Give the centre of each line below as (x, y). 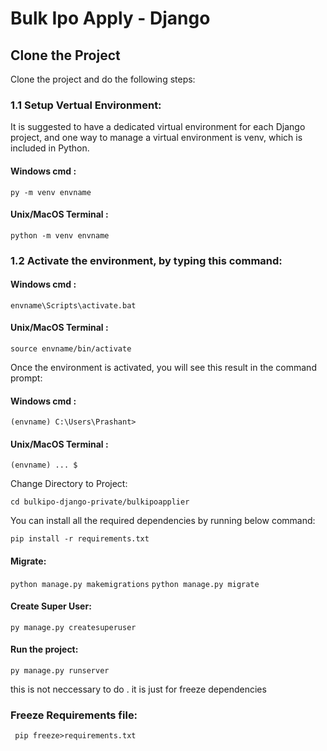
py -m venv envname (51, 192)
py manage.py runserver (60, 671)
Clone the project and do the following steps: (103, 79)
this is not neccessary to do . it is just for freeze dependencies (138, 689)
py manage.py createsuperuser (73, 627)
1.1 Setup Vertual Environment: (86, 105)
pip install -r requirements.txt (80, 539)
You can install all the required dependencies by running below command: (163, 521)
